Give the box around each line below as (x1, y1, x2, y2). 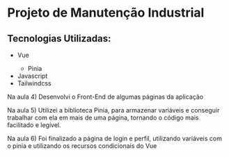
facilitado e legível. (7, 121, 61, 129)
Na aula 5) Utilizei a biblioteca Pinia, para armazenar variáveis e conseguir (7, 106, 220, 114)
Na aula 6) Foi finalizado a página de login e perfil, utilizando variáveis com (7, 134, 223, 142)
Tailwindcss (17, 79, 52, 88)
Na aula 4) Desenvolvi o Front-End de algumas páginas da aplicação (7, 92, 204, 101)
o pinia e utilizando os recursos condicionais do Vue (7, 142, 157, 150)
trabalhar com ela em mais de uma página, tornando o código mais (7, 113, 199, 122)
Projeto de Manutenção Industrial (7, 5, 205, 21)
